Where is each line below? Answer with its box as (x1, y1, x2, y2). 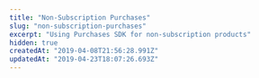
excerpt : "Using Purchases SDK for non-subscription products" (9, 30, 252, 39)
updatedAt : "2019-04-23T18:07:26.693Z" (9, 55, 159, 64)
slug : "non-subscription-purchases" (9, 22, 147, 30)
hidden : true (9, 38, 58, 48)
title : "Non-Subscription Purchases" (9, 13, 151, 22)
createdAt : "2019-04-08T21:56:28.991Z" (9, 47, 159, 56)
